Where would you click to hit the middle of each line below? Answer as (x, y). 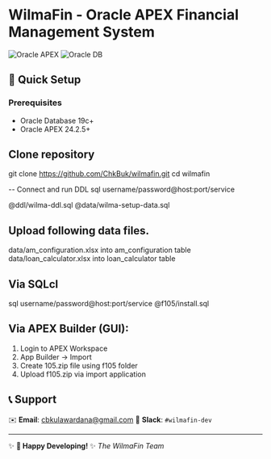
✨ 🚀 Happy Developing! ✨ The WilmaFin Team (86, 445)
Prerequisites (35, 103)
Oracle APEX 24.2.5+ (55, 129)
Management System (82, 32)
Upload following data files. (79, 231)
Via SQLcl (33, 284)
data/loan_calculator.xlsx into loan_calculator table (92, 259)
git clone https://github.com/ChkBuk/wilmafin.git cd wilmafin (109, 174)
